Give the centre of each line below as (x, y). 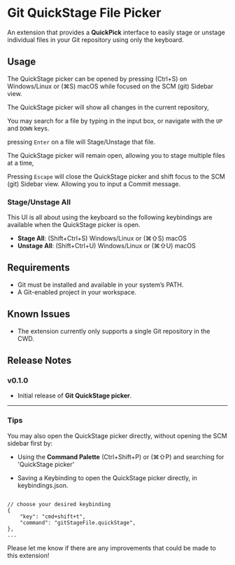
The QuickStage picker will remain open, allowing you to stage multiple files (116, 155)
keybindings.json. (43, 485)
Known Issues (39, 314)
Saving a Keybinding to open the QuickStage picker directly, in (107, 477)
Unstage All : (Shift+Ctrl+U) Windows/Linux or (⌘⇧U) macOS (106, 246)
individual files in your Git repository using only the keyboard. (95, 39)
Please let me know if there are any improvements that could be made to (112, 547)
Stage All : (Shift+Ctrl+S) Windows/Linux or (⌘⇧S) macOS (102, 238)
